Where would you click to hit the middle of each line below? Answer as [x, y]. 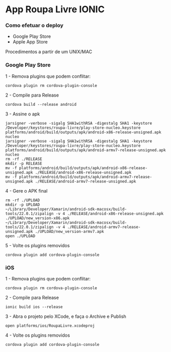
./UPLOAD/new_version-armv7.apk [69, 231]
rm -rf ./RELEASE [24, 159]
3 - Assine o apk [23, 114]
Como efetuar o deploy [35, 26]
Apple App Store [30, 42]
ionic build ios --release [34, 307]
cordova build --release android [41, 104]
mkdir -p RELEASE [24, 163]
